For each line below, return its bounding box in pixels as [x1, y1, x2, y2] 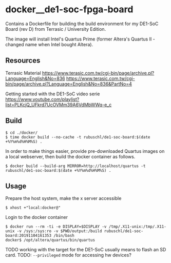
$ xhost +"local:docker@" [5, 205, 61, 211]
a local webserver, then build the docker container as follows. [5, 153, 136, 159]
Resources [5, 56, 41, 65]
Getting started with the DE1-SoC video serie [5, 91, 100, 97]
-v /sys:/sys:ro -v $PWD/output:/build [16, 229, 102, 234]
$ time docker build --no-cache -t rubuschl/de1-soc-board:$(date [5, 134, 150, 139]
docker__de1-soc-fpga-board [5, 4, 134, 15]
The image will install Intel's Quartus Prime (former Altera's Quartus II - [5, 36, 155, 42]
